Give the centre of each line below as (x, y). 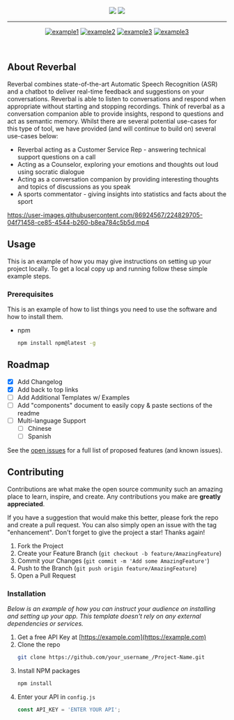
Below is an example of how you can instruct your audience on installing (111, 609)
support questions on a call (56, 156)
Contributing (36, 472)
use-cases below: (33, 135)
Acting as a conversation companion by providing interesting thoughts (118, 179)
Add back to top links (48, 389)
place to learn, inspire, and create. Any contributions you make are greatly (114, 497)
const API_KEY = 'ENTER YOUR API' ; (69, 710)
